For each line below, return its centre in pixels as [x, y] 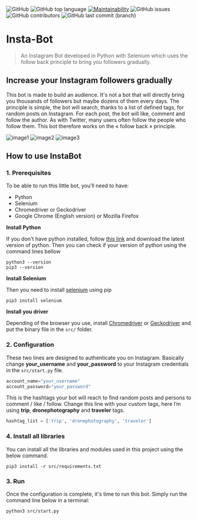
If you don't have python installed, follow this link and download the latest [95, 239]
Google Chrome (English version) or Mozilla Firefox [77, 216]
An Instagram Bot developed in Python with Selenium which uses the [104, 56]
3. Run [16, 481]
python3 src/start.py [33, 511]
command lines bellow [33, 252]
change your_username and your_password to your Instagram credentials [97, 364]
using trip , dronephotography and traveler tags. [65, 410]
